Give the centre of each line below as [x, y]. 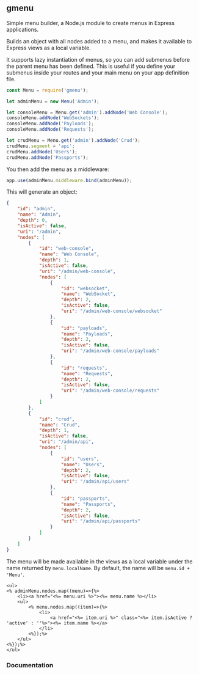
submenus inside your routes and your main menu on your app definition [98, 72]
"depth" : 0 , [32, 221]
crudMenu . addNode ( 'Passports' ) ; [47, 157]
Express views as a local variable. [49, 48]
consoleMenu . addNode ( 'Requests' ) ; [50, 130]
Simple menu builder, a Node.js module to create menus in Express [91, 23]
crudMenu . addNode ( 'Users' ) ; [42, 152]
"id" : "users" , [80, 459]
